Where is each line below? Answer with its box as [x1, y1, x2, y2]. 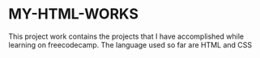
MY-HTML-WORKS [8, 5, 139, 23]
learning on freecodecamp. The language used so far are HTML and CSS [8, 39, 253, 49]
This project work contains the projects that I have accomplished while [8, 31, 245, 41]
